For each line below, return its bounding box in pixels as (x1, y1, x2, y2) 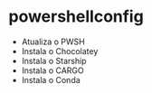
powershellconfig (8, 6, 144, 27)
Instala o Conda (21, 74, 81, 85)
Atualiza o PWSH (21, 36, 85, 47)
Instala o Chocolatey (21, 45, 99, 56)
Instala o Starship (21, 55, 87, 66)
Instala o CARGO (21, 65, 85, 76)
